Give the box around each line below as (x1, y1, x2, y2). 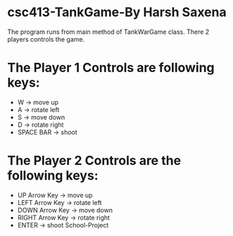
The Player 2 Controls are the (7, 153, 182, 169)
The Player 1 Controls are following (7, 60, 215, 76)
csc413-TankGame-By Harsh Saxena (7, 4, 227, 20)
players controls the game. (7, 35, 85, 43)
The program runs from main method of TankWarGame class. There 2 (7, 27, 210, 36)
